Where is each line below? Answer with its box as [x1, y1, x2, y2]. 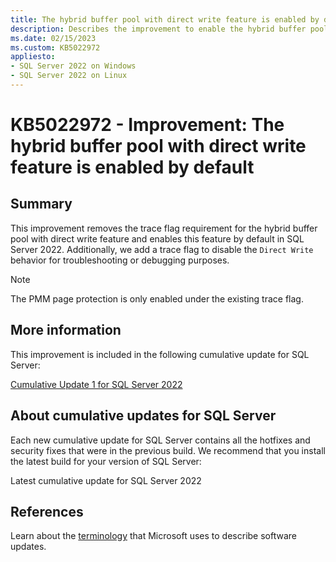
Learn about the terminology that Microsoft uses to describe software [10, 530, 297, 542]
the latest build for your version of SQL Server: [10, 455, 202, 467]
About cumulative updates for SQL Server [10, 407, 277, 425]
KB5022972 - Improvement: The [10, 114, 285, 136]
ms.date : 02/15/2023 [10, 33, 97, 43]
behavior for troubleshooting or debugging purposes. [10, 254, 230, 266]
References [10, 503, 84, 520]
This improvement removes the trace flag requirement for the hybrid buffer [10, 222, 318, 234]
